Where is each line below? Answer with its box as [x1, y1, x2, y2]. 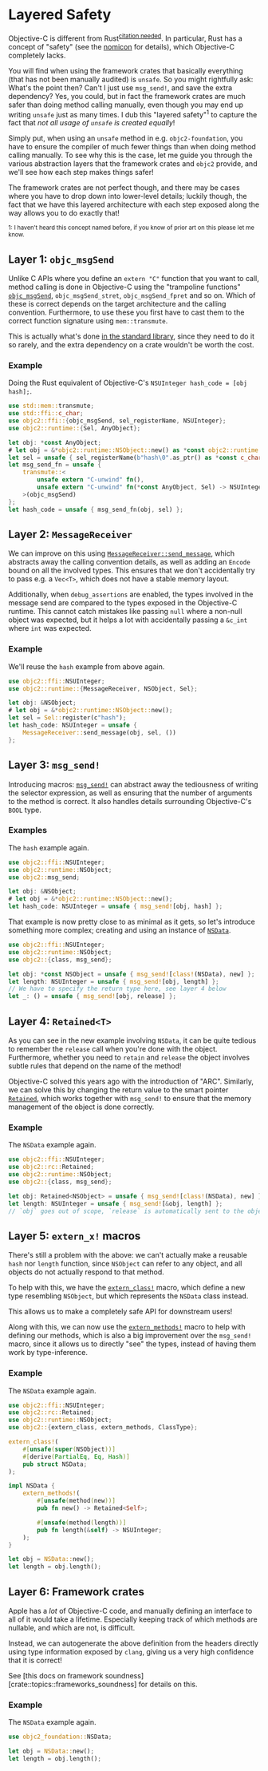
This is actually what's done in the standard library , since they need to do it [8, 331, 255, 341]
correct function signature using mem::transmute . [8, 316, 168, 326]
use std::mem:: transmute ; [8, 402, 94, 410]
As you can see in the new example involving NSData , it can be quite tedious [8, 1036, 257, 1045]
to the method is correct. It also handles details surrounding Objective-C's [8, 796, 252, 806]
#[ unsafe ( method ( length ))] [37, 1519, 127, 1527]
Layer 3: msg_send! [8, 759, 101, 772]
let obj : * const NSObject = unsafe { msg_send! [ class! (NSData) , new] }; [8, 970, 255, 978]
